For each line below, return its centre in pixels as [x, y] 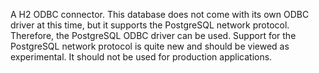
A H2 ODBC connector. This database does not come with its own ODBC [160, 14]
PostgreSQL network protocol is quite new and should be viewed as [150, 46]
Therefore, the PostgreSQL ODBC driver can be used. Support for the [153, 35]
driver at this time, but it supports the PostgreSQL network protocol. [150, 25]
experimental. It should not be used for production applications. [141, 57]
